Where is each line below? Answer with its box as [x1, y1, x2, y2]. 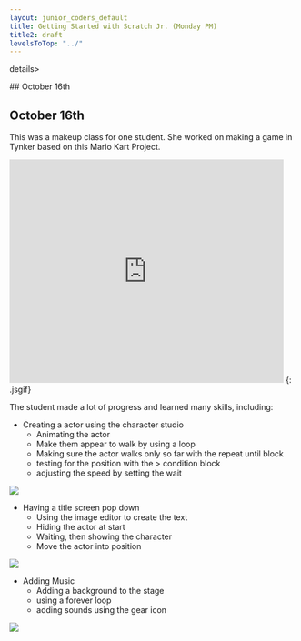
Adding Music [22, 576, 75, 586]
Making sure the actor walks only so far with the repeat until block [35, 448, 284, 459]
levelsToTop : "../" [9, 38, 84, 48]
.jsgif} [9, 384, 32, 396]
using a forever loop [35, 595, 112, 606]
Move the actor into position [35, 541, 142, 552]
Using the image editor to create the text [35, 512, 188, 523]
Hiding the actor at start [35, 522, 125, 533]
